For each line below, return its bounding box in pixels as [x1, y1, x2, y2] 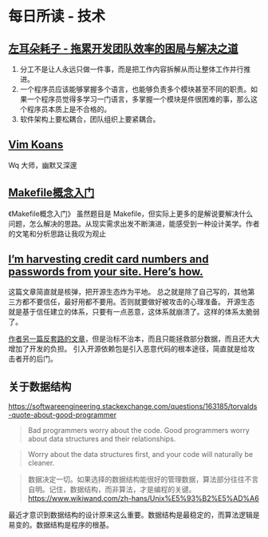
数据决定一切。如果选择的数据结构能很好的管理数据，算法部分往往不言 [27, 475, 259, 484]
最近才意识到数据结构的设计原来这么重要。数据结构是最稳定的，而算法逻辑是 [8, 510, 260, 520]
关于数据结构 [8, 379, 72, 393]
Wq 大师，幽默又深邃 [8, 160, 77, 170]
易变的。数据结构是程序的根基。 [8, 520, 113, 530]
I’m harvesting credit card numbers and [8, 253, 209, 266]
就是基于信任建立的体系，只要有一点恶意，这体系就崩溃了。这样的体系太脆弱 [8, 307, 260, 317]
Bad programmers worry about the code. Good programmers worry [27, 426, 250, 435]
